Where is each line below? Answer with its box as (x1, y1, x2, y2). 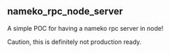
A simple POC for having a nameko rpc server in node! (7, 24, 164, 32)
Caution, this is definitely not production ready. (7, 38, 141, 46)
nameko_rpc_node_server (7, 6, 123, 17)
